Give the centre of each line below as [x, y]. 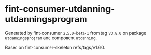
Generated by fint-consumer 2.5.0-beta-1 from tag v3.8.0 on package [76, 33]
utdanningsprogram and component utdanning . [51, 38]
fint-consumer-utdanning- [60, 9]
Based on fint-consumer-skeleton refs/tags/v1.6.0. [55, 47]
